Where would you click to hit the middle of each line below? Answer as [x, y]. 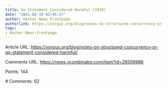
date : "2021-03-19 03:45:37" [35, 14]
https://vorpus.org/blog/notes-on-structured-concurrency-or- [94, 47]
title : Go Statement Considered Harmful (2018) [56, 10]
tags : [11, 28]
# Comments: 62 [22, 81]
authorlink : [17, 24]
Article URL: [17, 47]
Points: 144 [17, 72]
